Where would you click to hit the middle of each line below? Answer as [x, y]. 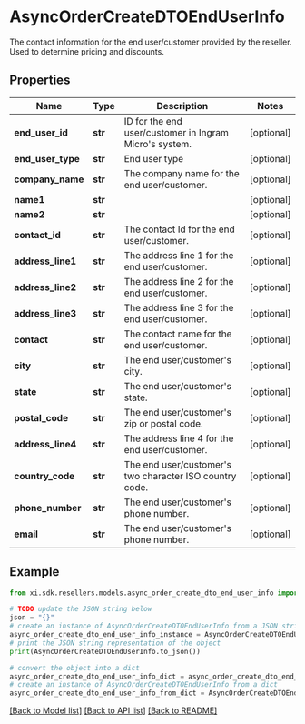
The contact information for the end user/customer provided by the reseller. [151, 42]
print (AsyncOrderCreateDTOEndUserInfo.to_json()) [105, 651]
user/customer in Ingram [176, 132]
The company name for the [182, 173]
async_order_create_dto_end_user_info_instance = [105, 635]
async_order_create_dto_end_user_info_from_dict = [107, 693]
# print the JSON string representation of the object [115, 643]
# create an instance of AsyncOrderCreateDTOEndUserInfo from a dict [144, 685]
